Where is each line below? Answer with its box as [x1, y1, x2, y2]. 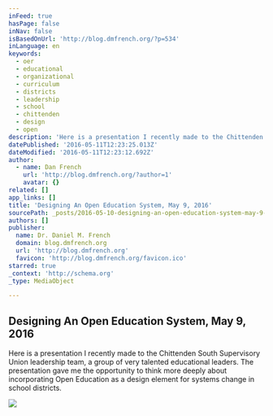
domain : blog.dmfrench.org [15, 239, 107, 247]
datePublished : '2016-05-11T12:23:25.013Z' [8, 140, 158, 149]
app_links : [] [8, 193, 57, 202]
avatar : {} [23, 178, 60, 187]
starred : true [8, 261, 57, 269]
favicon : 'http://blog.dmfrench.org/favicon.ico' [15, 254, 187, 262]
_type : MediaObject [8, 277, 75, 285]
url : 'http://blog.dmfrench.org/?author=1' [23, 171, 173, 179]
